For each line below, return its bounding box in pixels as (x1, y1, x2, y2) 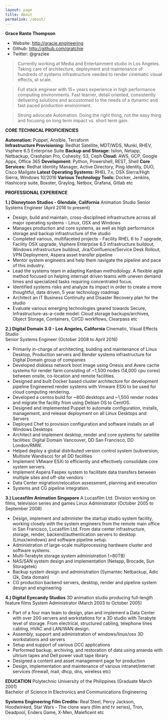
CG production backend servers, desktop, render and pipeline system (12, 580, 157, 586)
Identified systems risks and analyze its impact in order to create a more (12, 284, 162, 290)
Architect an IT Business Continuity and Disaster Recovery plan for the (12, 295, 158, 301)
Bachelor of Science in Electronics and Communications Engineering (5, 689, 147, 695)
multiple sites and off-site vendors (12, 474, 84, 481)
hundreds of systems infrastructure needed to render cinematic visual (17, 71, 162, 77)
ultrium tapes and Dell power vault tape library (12, 653, 109, 659)
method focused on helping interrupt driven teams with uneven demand (12, 273, 161, 279)
